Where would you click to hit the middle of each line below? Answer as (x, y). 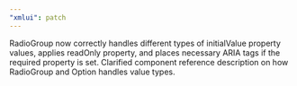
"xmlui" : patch (38, 17)
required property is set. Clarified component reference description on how (149, 62)
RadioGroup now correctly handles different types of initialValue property (145, 43)
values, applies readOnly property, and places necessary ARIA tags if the (145, 52)
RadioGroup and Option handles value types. (92, 72)
